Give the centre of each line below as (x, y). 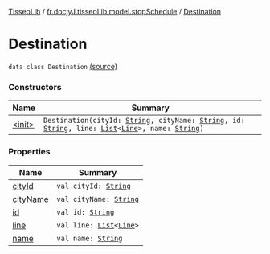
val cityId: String (94, 186)
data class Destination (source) (63, 66)
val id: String (86, 212)
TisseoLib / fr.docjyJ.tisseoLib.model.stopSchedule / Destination (115, 12)
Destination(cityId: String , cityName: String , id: (144, 121)
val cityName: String (98, 199)
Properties (29, 152)
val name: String (90, 238)
